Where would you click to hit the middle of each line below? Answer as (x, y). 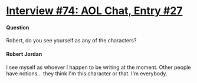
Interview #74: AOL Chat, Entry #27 (94, 11)
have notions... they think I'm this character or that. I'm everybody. (87, 73)
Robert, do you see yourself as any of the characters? (71, 41)
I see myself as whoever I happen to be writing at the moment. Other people (98, 67)
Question (18, 27)
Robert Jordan (24, 54)
